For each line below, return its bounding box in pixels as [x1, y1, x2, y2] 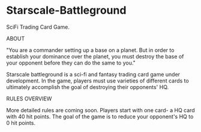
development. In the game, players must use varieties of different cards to [6, 77, 189, 84]
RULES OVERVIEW [6, 95, 52, 102]
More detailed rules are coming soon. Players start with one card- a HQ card [6, 106, 195, 113]
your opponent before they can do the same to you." [6, 59, 136, 66]
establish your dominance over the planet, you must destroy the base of [6, 53, 184, 60]
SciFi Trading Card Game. [6, 23, 70, 30]
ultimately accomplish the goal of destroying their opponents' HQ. [6, 83, 169, 90]
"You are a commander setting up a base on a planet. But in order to [6, 46, 175, 54]
